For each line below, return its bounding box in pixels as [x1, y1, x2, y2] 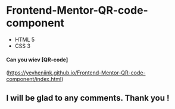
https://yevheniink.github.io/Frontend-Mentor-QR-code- [8, 69, 146, 76]
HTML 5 [14, 36, 35, 43]
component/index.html [6, 76, 62, 83]
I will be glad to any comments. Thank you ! [6, 93, 170, 103]
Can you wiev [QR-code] [6, 56, 68, 63]
